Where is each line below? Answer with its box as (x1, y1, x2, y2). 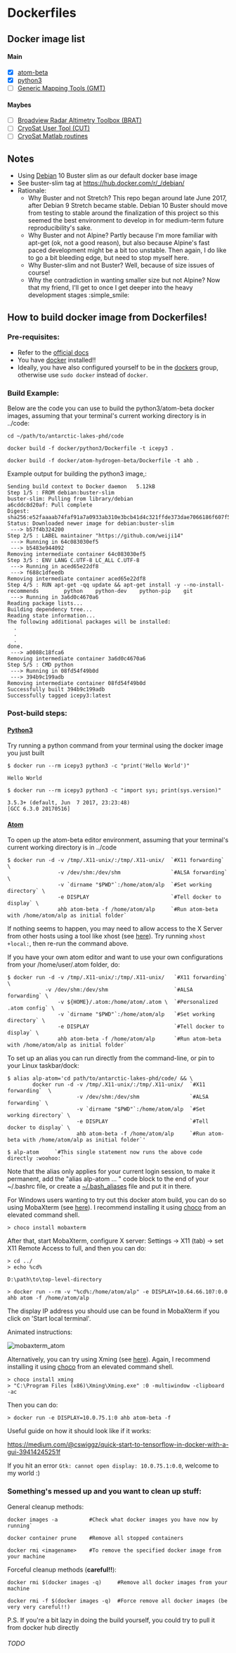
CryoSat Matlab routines (17, 132, 88, 141)
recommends (7, 588, 39, 595)
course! (27, 268, 51, 277)
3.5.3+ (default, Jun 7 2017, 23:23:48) (7, 799, 131, 806)
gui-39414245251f (7, 1448, 61, 1456)
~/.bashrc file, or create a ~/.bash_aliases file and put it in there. (7, 1182, 192, 1191)
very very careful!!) (7, 1603, 71, 1610)
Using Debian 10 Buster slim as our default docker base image (17, 171, 198, 180)
